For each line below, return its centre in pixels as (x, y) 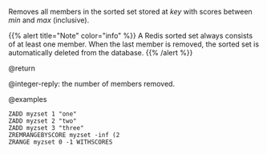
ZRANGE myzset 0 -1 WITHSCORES (61, 142)
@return (22, 68)
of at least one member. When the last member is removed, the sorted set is (133, 44)
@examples (28, 99)
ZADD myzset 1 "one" (43, 114)
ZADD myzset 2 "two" (43, 121)
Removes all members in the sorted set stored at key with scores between (130, 12)
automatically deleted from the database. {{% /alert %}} (101, 53)
